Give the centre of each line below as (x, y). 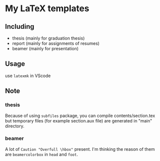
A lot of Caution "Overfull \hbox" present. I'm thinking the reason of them (80, 149)
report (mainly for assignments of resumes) (56, 43)
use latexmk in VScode (28, 76)
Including (20, 27)
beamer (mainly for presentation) (45, 49)
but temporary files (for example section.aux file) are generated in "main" (79, 121)
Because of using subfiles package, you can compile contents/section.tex (80, 116)
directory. (15, 126)
